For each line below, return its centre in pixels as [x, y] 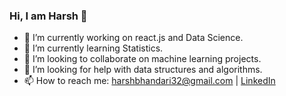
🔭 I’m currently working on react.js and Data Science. [133, 38]
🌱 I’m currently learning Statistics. [93, 48]
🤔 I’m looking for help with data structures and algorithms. [143, 70]
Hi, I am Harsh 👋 [48, 16]
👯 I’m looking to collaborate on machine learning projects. [142, 59]
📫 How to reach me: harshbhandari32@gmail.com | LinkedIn [149, 81]
